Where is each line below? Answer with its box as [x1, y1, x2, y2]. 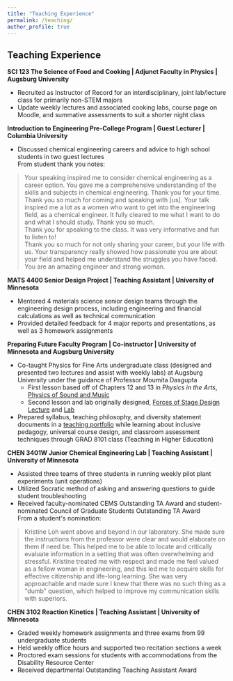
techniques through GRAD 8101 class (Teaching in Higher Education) [17, 435, 214, 444]
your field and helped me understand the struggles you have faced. [24, 255, 218, 264]
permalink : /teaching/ [7, 17, 73, 24]
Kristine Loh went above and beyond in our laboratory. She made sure [24, 527, 225, 536]
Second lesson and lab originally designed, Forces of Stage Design [27, 398, 220, 407]
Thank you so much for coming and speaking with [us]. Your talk [24, 196, 210, 204]
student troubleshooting [17, 492, 87, 500]
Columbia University [7, 132, 68, 140]
